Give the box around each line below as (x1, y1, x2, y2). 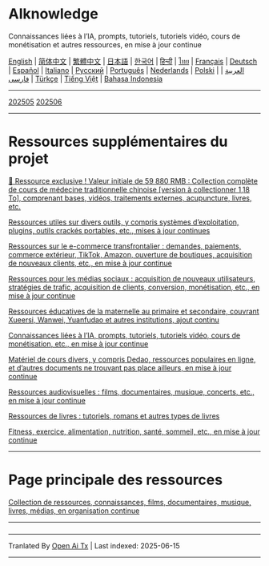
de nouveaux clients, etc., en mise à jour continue (8, 258, 172, 268)
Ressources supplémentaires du (8, 133, 228, 151)
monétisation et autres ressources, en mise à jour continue (8, 39, 202, 49)
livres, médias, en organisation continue (8, 506, 140, 515)
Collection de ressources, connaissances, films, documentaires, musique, (8, 497, 251, 507)
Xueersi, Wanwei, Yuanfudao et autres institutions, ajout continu (8, 314, 220, 325)
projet (8, 150, 50, 168)
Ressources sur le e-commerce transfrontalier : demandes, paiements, (8, 241, 242, 251)
